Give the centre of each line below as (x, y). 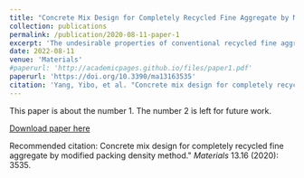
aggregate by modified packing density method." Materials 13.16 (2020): (144, 155)
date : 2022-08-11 (42, 52)
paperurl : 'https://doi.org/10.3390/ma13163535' (103, 77)
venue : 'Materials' (46, 60)
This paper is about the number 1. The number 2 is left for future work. (141, 110)
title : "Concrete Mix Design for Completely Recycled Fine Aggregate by (149, 18)
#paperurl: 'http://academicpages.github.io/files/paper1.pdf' (131, 69)
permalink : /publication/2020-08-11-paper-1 (95, 34)
